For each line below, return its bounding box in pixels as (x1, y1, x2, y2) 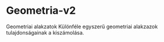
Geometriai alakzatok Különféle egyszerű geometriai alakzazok (6, 23, 158, 30)
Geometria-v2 (6, 4, 76, 17)
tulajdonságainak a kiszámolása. (6, 29, 84, 36)
